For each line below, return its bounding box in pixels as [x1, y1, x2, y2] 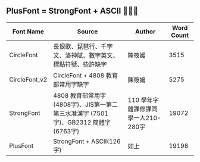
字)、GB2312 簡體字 [53, 118, 111, 126]
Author [135, 27, 156, 36]
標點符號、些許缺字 [53, 60, 107, 68]
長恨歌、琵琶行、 [53, 42, 101, 51]
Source [77, 27, 98, 36]
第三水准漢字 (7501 [53, 109, 109, 117]
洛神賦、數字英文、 [65, 51, 119, 60]
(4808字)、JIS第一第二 [53, 100, 118, 108]
